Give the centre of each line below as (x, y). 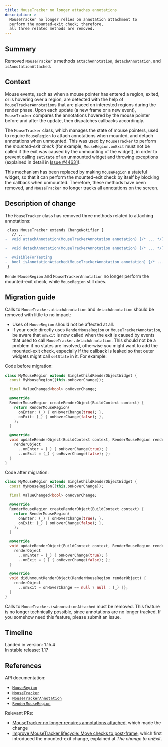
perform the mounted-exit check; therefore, (57, 24)
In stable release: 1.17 (27, 650)
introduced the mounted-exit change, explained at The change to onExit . (87, 739)
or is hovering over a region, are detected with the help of (64, 99)
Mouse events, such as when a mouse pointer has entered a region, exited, (82, 94)
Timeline (19, 633)
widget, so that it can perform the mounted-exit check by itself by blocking (82, 177)
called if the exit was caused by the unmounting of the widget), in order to (81, 151)
